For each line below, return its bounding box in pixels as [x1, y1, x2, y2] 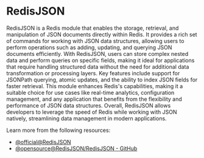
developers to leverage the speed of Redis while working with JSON [6, 108, 177, 115]
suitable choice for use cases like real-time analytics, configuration [6, 89, 175, 96]
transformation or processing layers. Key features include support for [6, 69, 180, 77]
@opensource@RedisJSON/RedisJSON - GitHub [15, 145, 138, 152]
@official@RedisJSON [15, 138, 71, 145]
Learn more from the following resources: [6, 126, 111, 134]
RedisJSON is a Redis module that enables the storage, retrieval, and [6, 24, 179, 32]
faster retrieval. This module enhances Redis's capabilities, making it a [6, 82, 183, 89]
